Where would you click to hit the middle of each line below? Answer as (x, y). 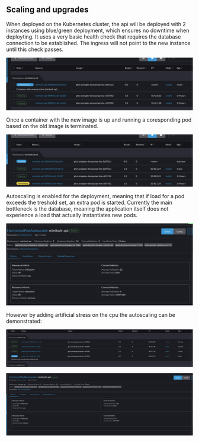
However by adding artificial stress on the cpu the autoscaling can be (91, 315)
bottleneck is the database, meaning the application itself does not (87, 209)
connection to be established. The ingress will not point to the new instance (98, 43)
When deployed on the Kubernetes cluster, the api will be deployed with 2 (96, 24)
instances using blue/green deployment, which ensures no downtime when (98, 30)
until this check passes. (35, 49)
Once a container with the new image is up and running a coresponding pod (99, 120)
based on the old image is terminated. (52, 126)
